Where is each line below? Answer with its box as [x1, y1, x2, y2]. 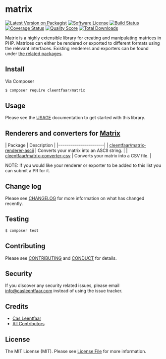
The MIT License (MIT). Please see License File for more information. [5, 349, 146, 354]
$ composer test [5, 228, 39, 233]
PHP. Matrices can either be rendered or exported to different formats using [5, 40, 160, 46]
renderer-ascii [5, 147, 34, 153]
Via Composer [5, 78, 35, 84]
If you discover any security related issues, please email [5, 283, 120, 288]
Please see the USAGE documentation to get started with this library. [5, 115, 146, 121]
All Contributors [12, 321, 45, 327]
